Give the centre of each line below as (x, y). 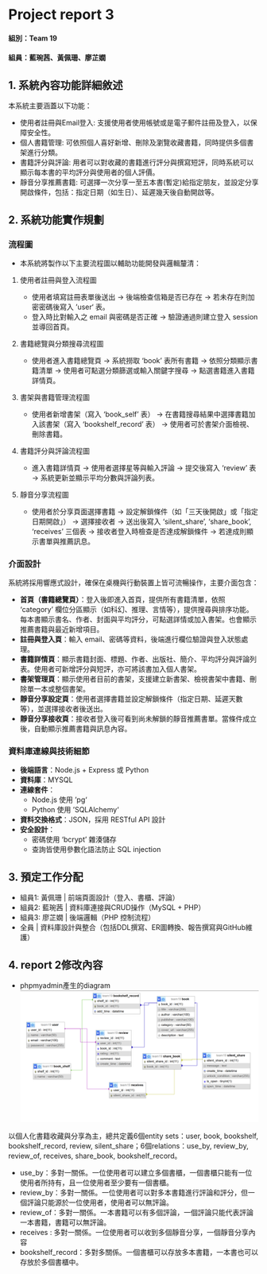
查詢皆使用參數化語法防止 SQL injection (96, 850)
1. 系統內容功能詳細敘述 (66, 85)
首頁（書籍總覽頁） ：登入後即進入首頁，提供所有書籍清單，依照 (122, 600)
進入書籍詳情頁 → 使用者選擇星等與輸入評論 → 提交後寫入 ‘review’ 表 (144, 467)
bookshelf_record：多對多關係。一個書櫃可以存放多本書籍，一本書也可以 (139, 1253)
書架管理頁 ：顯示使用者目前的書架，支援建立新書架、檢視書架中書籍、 (135, 679)
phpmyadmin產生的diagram (65, 986)
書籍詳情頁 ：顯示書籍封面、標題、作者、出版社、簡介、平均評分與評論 (135, 659)
